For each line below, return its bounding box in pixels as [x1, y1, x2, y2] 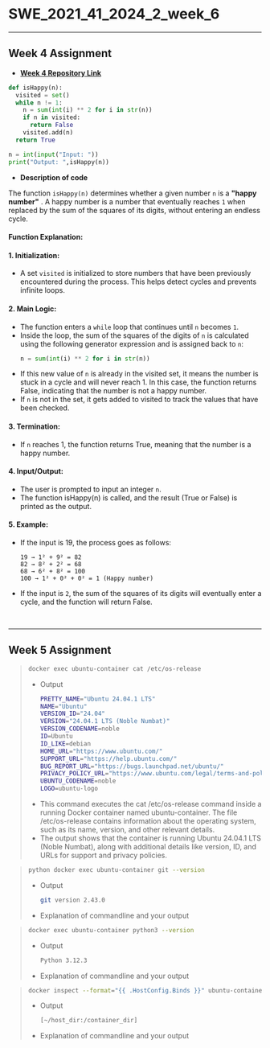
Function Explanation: [8, 232, 84, 242]
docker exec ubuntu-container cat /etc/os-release [27, 664, 202, 672]
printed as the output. [19, 501, 92, 511]
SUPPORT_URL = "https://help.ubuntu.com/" [39, 754, 178, 762]
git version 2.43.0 [39, 896, 106, 904]
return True [15, 136, 56, 144]
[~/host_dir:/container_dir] [39, 1017, 138, 1025]
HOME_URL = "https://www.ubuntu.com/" [39, 747, 163, 755]
